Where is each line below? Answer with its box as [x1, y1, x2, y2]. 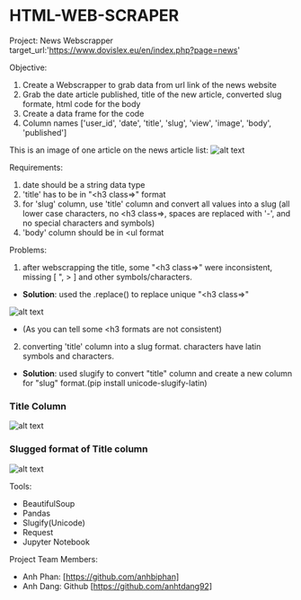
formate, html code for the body [22, 98, 141, 109]
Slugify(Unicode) [22, 517, 85, 528]
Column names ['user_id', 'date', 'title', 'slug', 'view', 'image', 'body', [22, 118, 272, 128]
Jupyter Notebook [22, 536, 90, 547]
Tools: [9, 481, 32, 491]
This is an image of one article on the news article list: [9, 145, 209, 155]
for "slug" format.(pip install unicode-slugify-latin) [22, 377, 208, 388]
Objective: [9, 62, 48, 73]
